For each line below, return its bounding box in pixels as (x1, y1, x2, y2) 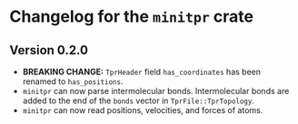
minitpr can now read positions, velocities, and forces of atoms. (22, 105, 263, 115)
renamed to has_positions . (22, 76, 124, 87)
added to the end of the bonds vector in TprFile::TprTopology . (22, 95, 254, 106)
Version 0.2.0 (9, 43, 89, 58)
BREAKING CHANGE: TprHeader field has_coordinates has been (22, 66, 262, 77)
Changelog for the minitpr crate (9, 6, 254, 27)
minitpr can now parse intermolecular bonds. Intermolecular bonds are (22, 86, 290, 96)
